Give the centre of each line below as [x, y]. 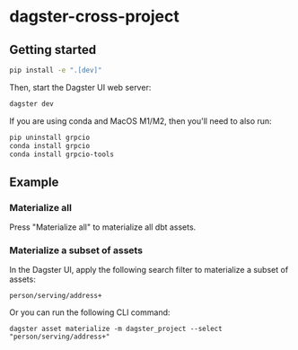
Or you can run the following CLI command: [90, 312]
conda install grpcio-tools [62, 154]
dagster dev [31, 104]
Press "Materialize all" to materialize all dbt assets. [103, 227]
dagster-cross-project [94, 17]
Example [34, 182]
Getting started [53, 50]
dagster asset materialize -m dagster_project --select [116, 329]
